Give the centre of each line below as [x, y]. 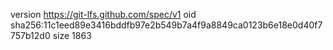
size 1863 [72, 35]
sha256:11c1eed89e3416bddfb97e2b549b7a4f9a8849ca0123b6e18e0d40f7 [166, 25]
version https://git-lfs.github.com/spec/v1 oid [103, 14]
